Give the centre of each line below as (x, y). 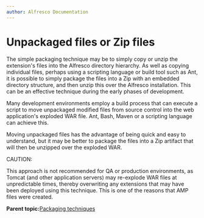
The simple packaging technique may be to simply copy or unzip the (92, 59)
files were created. (30, 197)
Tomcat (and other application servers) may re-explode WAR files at (92, 177)
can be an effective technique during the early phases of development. (95, 91)
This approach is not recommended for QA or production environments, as (100, 171)
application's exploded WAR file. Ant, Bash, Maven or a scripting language (100, 116)
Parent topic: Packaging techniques (51, 208)
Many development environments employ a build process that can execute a (102, 103)
